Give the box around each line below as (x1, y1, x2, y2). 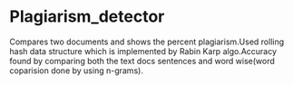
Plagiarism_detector (9, 6, 165, 27)
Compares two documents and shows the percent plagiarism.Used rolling (9, 36, 285, 47)
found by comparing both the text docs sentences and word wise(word (9, 55, 275, 66)
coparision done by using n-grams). (9, 65, 143, 76)
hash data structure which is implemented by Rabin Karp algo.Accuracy (9, 45, 278, 56)
